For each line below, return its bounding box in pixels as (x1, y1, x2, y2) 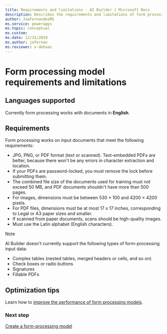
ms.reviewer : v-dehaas (5, 44, 52, 49)
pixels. (12, 200, 26, 206)
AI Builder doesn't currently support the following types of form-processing (5, 241, 160, 247)
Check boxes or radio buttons (12, 261, 74, 267)
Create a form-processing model (5, 323, 73, 329)
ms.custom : (5, 30, 28, 35)
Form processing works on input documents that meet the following (5, 137, 144, 143)
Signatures (12, 266, 35, 272)
